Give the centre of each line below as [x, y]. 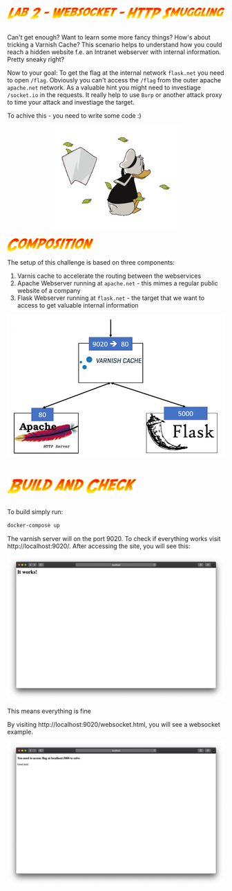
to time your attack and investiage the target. [71, 103]
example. [20, 732]
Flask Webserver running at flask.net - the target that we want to [111, 298]
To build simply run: [35, 512]
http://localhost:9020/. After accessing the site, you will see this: [99, 546]
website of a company [49, 291]
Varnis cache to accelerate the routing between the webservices [109, 276]
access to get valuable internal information [78, 305]
